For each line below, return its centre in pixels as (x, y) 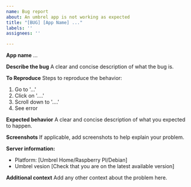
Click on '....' (29, 96)
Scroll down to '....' (37, 102)
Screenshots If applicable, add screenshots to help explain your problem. (95, 137)
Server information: (31, 149)
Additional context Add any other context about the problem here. (87, 178)
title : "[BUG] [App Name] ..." (44, 22)
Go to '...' (25, 89)
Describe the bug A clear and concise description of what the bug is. (90, 67)
